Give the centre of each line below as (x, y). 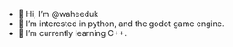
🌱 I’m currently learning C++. (72, 33)
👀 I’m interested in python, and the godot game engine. (121, 23)
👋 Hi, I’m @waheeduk (58, 14)
